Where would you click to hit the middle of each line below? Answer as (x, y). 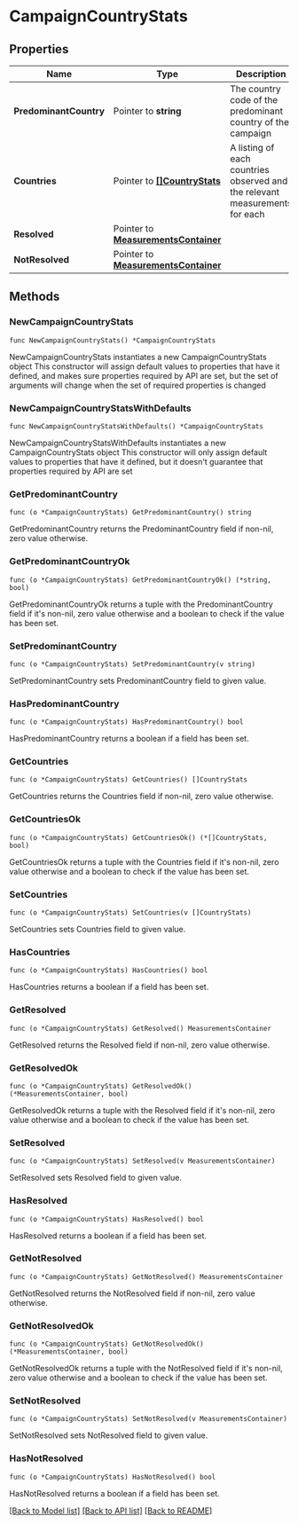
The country (255, 89)
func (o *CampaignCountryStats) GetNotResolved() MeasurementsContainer (146, 1277)
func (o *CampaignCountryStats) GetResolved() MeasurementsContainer (141, 1028)
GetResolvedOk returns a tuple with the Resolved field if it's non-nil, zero (142, 1110)
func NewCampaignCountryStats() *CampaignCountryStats (113, 340)
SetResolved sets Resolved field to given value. (95, 1178)
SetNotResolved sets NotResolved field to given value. (109, 1435)
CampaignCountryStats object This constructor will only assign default (138, 452)
